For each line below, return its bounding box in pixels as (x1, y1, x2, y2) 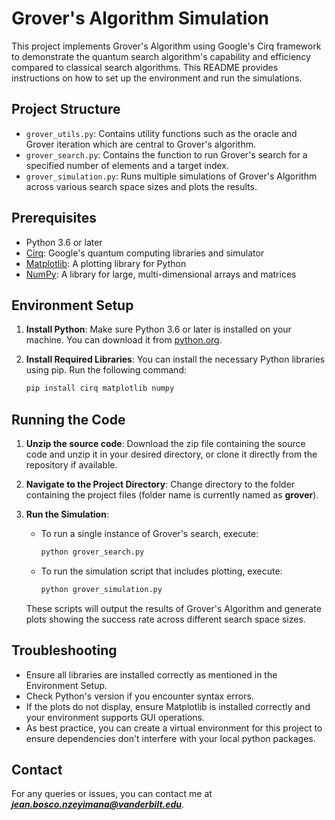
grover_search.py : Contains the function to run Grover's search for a (25, 148, 308, 161)
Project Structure (11, 101, 121, 118)
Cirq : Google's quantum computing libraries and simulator (25, 247, 265, 259)
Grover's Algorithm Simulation (11, 7, 269, 30)
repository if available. (25, 459, 118, 471)
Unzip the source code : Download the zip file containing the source (25, 438, 306, 450)
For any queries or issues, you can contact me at (11, 788, 213, 800)
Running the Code (11, 411, 126, 428)
